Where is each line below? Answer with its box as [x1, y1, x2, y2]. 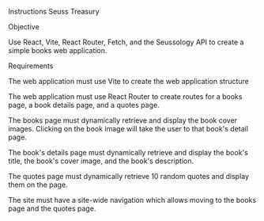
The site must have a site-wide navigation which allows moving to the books [8, 196, 257, 204]
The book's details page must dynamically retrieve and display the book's [8, 148, 249, 157]
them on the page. [8, 180, 69, 189]
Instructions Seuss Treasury [8, 7, 100, 16]
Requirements [8, 61, 54, 70]
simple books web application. [8, 46, 107, 55]
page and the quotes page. [8, 204, 96, 213]
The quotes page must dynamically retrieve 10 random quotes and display [8, 172, 250, 181]
